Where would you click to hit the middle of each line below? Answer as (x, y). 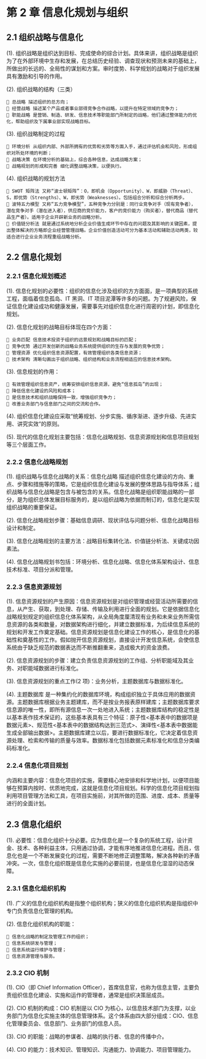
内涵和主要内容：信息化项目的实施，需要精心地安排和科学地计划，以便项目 (100, 780)
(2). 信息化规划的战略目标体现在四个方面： (60, 327)
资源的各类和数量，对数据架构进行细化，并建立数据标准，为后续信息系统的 (105, 624)
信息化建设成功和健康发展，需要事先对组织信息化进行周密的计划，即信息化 (105, 306)
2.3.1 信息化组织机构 (36, 889)
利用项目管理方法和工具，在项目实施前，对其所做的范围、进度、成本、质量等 (103, 795)
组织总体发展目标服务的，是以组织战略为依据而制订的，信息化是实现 (113, 499)
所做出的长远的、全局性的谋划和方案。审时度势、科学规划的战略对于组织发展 (103, 69)
